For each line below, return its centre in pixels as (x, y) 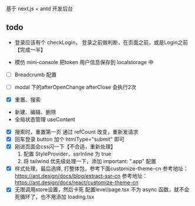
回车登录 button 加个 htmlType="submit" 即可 (70, 139)
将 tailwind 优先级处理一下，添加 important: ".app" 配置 (90, 161)
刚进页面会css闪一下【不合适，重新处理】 (65, 147)
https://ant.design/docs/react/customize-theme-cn (77, 183)
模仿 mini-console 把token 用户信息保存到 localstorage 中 (84, 62)
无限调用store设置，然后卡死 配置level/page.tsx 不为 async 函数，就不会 (102, 190)
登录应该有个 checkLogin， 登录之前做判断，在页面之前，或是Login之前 (101, 42)
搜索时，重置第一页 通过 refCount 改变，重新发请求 (76, 132)
